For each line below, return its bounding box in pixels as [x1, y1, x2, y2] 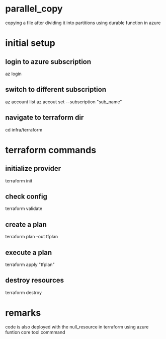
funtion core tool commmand [5, 329, 65, 335]
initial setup [5, 37, 55, 49]
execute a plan [5, 248, 52, 257]
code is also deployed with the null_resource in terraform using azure [5, 323, 149, 330]
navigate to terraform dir [5, 113, 84, 122]
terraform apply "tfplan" [5, 261, 55, 267]
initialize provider [5, 164, 61, 173]
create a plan [5, 220, 47, 229]
